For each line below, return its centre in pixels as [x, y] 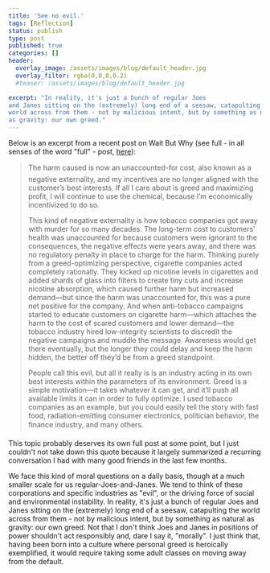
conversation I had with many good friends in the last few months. [118, 460]
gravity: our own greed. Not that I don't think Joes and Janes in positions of [133, 527]
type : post [27, 38]
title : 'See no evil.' [46, 16]
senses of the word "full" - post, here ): [72, 151]
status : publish [35, 31]
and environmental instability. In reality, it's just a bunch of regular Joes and [133, 501]
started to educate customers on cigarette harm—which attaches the [142, 314]
